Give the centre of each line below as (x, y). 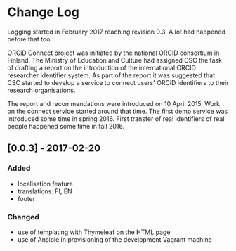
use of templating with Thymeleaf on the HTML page (94, 232)
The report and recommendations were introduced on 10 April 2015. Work (113, 103)
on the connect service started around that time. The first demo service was (118, 111)
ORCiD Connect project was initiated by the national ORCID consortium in (113, 53)
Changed (24, 217)
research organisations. (41, 90)
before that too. (30, 39)
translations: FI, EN (45, 191)
